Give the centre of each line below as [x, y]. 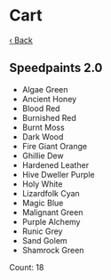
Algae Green [45, 89]
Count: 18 [27, 267]
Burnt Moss [43, 127]
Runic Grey [42, 231]
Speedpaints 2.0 [56, 68]
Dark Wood [43, 136]
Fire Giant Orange [54, 146]
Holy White [42, 184]
